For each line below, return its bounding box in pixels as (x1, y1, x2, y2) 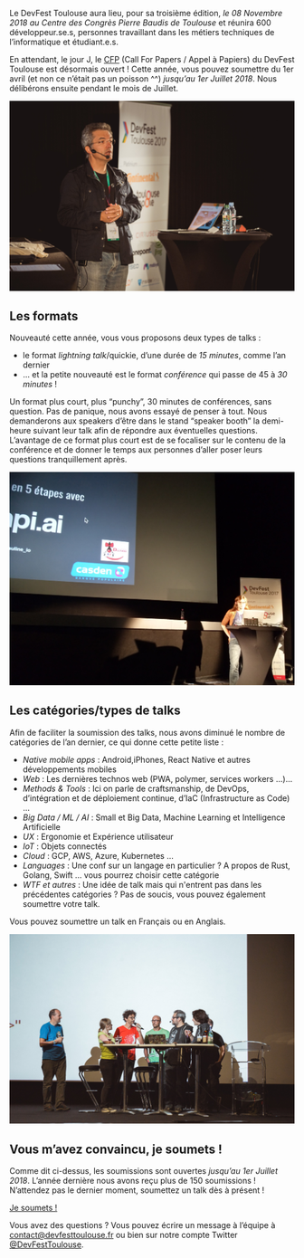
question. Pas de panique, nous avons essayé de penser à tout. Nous (9, 406, 268, 417)
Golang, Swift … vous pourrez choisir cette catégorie (22, 869, 220, 881)
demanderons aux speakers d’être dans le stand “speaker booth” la (9, 415, 261, 426)
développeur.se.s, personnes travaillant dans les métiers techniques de (9, 27, 275, 37)
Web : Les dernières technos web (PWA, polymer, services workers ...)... (22, 773, 293, 784)
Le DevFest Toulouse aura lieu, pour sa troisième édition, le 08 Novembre (9, 8, 283, 18)
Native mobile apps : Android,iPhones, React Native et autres (22, 754, 251, 765)
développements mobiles (22, 764, 118, 775)
